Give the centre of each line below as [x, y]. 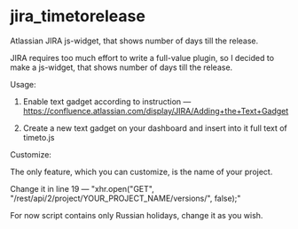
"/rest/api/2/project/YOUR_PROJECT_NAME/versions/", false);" [125, 198]
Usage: [23, 84]
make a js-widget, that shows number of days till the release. [122, 67]
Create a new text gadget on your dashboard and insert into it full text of [155, 128]
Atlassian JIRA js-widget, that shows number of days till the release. [134, 41]
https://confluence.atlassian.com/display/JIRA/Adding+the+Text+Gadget [156, 111]
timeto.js [39, 137]
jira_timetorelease [78, 16]
